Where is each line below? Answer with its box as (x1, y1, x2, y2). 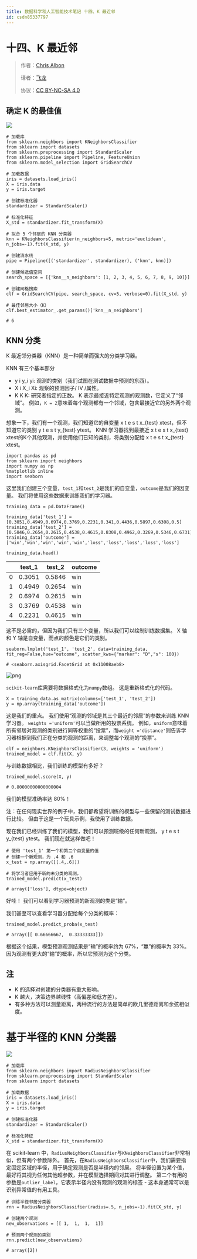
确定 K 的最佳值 (6, 105, 62, 115)
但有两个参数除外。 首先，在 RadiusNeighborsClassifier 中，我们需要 (16, 1157, 181, 1164)
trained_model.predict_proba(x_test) (6, 922, 98, 927)
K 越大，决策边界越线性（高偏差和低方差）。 (14, 993, 120, 1000)
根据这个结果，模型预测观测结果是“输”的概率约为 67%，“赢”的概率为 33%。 (6, 943, 189, 950)
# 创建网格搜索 (6, 286, 38, 292)
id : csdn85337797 (6, 14, 49, 20)
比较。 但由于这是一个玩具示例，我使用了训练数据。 (11, 815, 136, 822)
